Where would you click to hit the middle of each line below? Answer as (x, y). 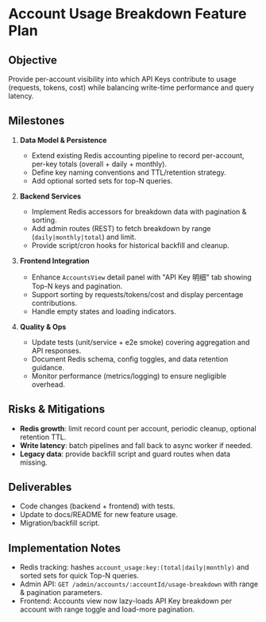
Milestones (37, 121)
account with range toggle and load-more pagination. (107, 609)
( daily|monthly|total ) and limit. (84, 237)
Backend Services (50, 196)
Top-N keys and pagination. (77, 286)
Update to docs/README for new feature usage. (99, 515)
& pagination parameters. (61, 593)
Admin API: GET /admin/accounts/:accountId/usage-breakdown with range (139, 584)
